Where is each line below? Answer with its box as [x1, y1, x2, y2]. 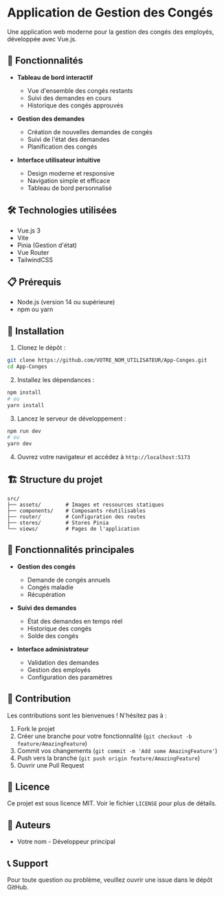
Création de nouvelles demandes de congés [27, 127, 153, 136]
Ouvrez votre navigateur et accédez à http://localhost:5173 [16, 453, 190, 461]
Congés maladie [27, 583, 74, 591]
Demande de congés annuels [27, 576, 111, 584]
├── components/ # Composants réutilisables [7, 507, 146, 514]
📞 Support [7, 857, 49, 869]
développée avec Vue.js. [7, 34, 77, 43]
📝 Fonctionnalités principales [7, 544, 135, 556]
